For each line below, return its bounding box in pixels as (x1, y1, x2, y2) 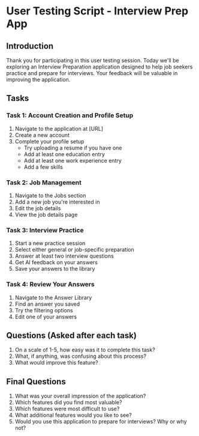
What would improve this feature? (14, 359, 98, 366)
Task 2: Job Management (6, 178, 82, 187)
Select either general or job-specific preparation (14, 246, 134, 253)
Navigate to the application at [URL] (14, 125, 104, 132)
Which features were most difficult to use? (14, 405, 120, 413)
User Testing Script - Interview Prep (6, 4, 189, 18)
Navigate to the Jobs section (14, 192, 86, 199)
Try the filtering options (14, 306, 73, 313)
